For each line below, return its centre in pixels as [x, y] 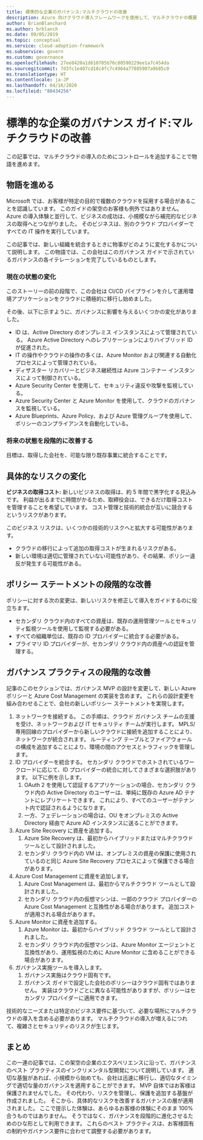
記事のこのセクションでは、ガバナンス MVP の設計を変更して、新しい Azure [101, 688]
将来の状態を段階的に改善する [50, 441]
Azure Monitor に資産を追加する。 [58, 921]
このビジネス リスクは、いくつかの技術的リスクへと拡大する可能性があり [97, 528]
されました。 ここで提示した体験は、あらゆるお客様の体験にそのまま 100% [100, 1108]
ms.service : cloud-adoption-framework [55, 46]
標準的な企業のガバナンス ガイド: [89, 123]
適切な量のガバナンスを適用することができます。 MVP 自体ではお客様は [106, 1086]
